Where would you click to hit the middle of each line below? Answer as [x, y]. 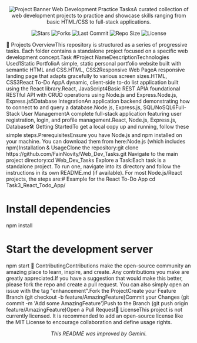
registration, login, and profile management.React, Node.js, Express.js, [91, 120]
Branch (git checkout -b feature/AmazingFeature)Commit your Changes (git [98, 297]
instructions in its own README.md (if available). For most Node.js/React [94, 173]
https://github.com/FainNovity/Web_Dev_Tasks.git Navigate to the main [92, 154]
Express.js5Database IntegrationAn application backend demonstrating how [98, 101]
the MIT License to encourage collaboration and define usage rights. [89, 322]
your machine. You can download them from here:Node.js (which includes [96, 141]
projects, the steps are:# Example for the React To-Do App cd [81, 179]
